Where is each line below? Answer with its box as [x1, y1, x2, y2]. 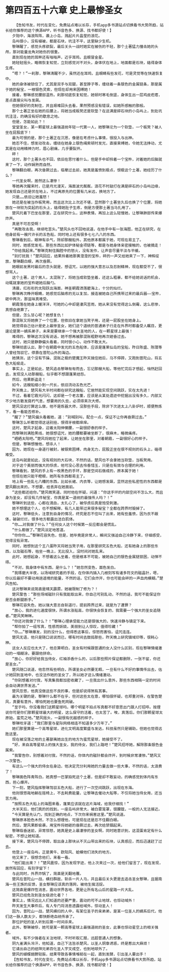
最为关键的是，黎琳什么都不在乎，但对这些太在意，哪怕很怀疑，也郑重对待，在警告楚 [12, 693, 162, 699]
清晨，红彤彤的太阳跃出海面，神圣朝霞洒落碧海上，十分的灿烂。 [12, 286, 125, 291]
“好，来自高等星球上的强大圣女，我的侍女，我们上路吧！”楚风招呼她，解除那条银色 [12, 742, 159, 747]
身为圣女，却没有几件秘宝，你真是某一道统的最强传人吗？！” [5, 495, 113, 500]
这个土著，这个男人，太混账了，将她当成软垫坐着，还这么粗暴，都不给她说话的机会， [12, 275, 162, 280]
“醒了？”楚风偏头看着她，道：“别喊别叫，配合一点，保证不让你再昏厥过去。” [12, 414, 147, 420]
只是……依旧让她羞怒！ [12, 194, 50, 200]
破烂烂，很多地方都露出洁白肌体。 [16, 517, 77, 522]
